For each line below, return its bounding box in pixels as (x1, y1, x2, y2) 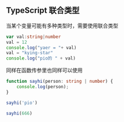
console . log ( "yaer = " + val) (6, 44, 77, 51)
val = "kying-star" (6, 50, 54, 56)
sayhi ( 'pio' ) (6, 100, 38, 106)
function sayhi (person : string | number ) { (6, 78, 114, 85)
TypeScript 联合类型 (6, 5, 80, 16)
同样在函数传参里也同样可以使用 (6, 67, 83, 74)
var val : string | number (6, 34, 61, 40)
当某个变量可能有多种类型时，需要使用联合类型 (6, 22, 118, 29)
